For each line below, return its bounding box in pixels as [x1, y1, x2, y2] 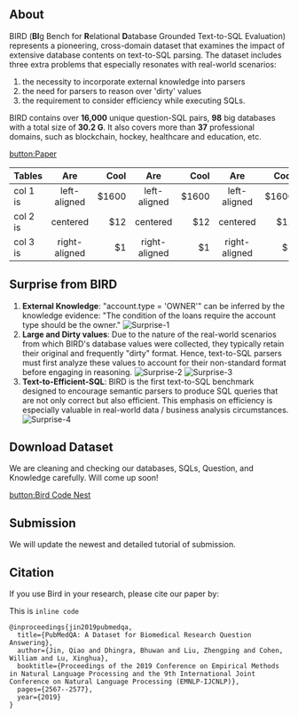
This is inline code [9, 606, 80, 617]
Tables [13, 169, 43, 181]
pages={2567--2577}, [17, 685, 93, 694]
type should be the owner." [21, 319, 122, 330]
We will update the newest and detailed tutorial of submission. [9, 539, 237, 550]
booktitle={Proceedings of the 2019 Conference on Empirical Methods [17, 662, 279, 671]
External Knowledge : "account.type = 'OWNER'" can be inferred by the [21, 300, 286, 311]
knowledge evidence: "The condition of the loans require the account [21, 310, 277, 321]
